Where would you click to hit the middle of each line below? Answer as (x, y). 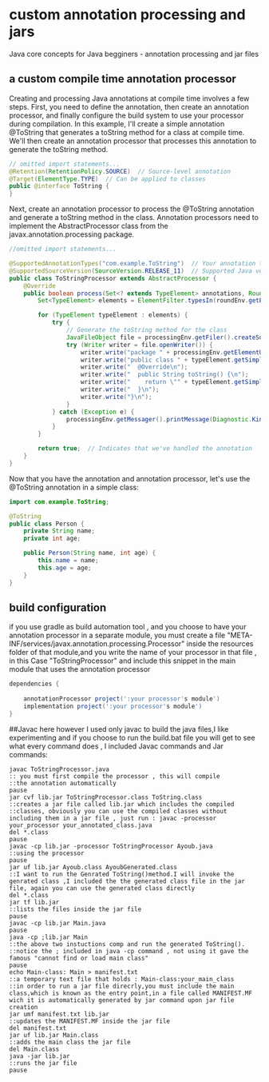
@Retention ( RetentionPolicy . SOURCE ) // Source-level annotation (120, 171)
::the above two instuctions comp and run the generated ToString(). (127, 944)
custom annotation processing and (127, 15)
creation (24, 1007)
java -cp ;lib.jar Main (49, 937)
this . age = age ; (65, 568)
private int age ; (52, 539)
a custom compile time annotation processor (123, 79)
